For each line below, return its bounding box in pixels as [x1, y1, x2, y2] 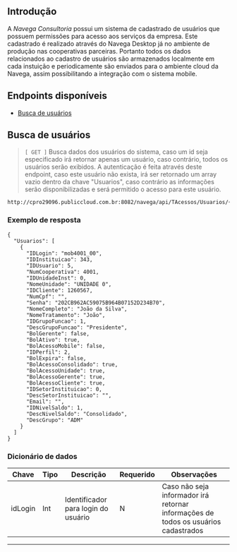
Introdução [7, 6, 57, 18]
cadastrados [162, 526, 204, 536]
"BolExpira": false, [25, 354, 87, 362]
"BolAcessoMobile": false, [25, 342, 106, 349]
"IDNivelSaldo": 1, [25, 404, 83, 412]
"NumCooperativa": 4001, [25, 268, 99, 275]
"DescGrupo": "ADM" [25, 416, 83, 424]
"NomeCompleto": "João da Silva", [25, 305, 128, 313]
